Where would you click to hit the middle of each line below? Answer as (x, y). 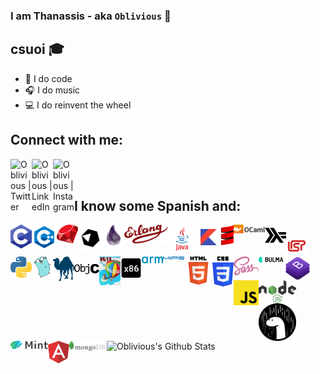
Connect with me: (67, 140)
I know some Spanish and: (158, 205)
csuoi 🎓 (37, 49)
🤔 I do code (48, 78)
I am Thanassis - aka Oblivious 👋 (91, 16)
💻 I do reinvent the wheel (78, 105)
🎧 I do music (52, 90)
